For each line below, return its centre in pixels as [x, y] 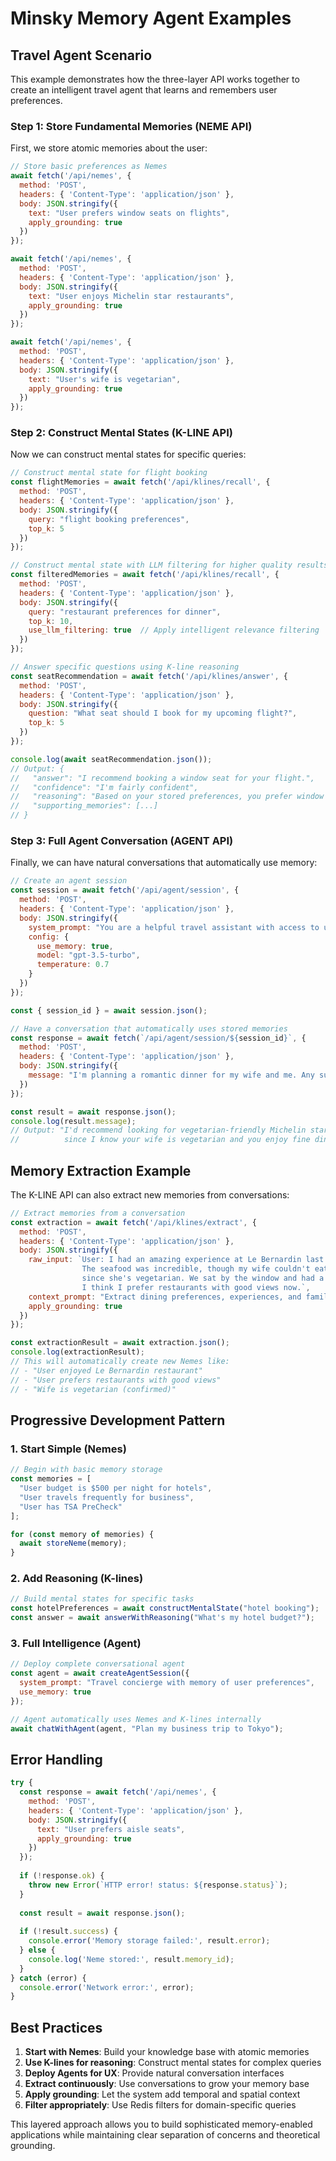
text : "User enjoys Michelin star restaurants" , [131, 296]
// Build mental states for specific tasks [102, 1599]
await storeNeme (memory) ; [73, 1543]
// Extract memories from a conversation [98, 1213]
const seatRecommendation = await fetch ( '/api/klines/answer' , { [149, 676]
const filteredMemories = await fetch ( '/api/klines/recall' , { [145, 575]
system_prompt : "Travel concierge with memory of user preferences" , [167, 1683]
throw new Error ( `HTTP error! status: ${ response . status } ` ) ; [158, 1885]
